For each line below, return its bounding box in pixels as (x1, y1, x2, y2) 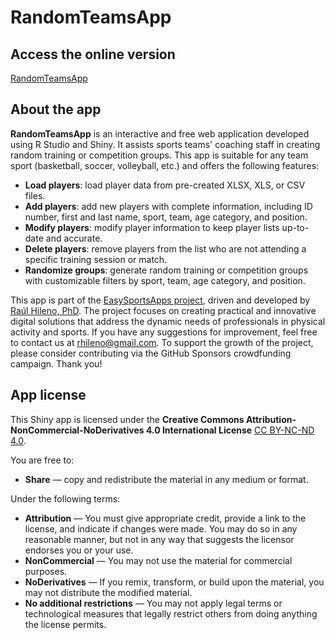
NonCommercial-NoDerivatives (10, 424, 145, 436)
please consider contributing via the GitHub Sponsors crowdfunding (10, 347, 292, 359)
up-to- (281, 221, 310, 233)
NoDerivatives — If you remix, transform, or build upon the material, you (24, 576, 325, 588)
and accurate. (45, 232, 103, 244)
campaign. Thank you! (10, 357, 103, 370)
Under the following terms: (10, 492, 121, 505)
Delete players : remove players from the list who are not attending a (24, 242, 307, 255)
